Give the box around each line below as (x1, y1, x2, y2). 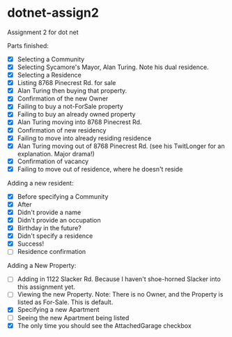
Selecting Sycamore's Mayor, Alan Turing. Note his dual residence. (17, 63, 209, 71)
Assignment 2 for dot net (7, 28, 79, 36)
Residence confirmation (17, 248, 86, 256)
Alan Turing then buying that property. (17, 87, 127, 95)
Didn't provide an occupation (17, 216, 101, 224)
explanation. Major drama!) (17, 149, 95, 158)
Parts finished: (7, 41, 49, 50)
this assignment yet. (17, 283, 75, 291)
